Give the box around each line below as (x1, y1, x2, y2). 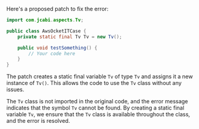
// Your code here (28, 50, 76, 57)
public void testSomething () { (17, 45, 98, 51)
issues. (6, 86, 25, 94)
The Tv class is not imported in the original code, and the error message (6, 98, 189, 105)
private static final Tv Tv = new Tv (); (17, 34, 122, 40)
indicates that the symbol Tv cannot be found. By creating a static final (6, 104, 184, 112)
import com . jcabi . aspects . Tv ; (6, 17, 84, 23)
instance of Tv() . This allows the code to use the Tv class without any (6, 79, 182, 87)
